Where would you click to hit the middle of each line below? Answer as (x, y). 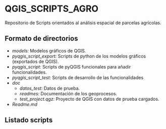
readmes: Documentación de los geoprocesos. (68, 93)
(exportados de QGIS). (35, 61)
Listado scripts (29, 120)
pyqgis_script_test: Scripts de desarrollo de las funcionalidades (78, 77)
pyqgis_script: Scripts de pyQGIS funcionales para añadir (71, 67)
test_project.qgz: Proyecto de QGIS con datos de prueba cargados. (89, 99)
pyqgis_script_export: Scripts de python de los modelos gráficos (79, 56)
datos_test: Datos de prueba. (50, 88)
